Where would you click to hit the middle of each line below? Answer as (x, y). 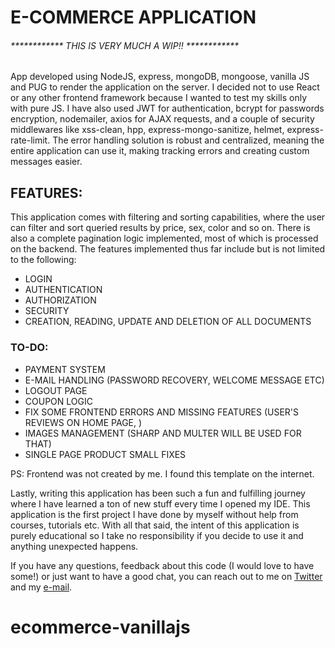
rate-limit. (30, 140)
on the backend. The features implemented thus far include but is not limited (168, 249)
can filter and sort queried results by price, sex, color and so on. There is (160, 228)
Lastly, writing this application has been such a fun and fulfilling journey (158, 493)
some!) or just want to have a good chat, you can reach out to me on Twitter (166, 576)
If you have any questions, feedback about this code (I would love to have (162, 565)
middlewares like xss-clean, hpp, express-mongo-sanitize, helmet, (147, 130)
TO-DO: (29, 348)
